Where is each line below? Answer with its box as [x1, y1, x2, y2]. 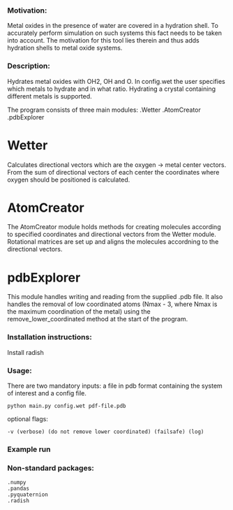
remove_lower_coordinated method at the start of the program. [7, 315, 188, 323]
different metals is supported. [7, 92, 92, 100]
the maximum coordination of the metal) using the [7, 307, 151, 316]
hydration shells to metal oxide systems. [7, 44, 123, 52]
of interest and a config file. [7, 389, 87, 397]
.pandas [7, 485, 30, 493]
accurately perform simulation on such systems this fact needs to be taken [7, 29, 222, 37]
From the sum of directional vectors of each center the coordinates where [7, 168, 220, 176]
